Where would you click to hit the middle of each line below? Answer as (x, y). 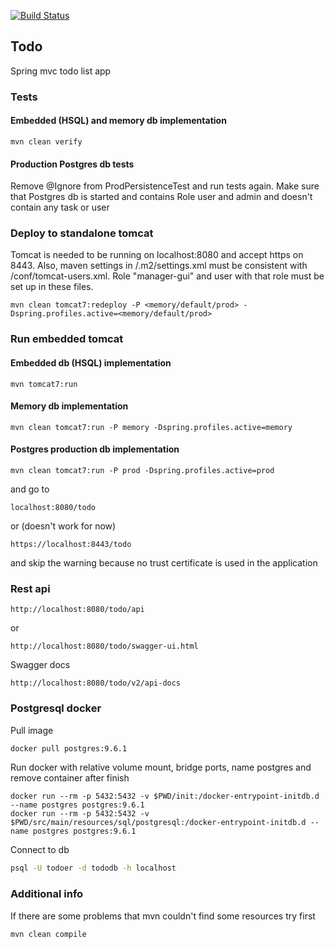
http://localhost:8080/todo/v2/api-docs (96, 683)
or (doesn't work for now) (63, 526)
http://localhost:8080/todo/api (77, 610)
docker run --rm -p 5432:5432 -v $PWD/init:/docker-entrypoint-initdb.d (165, 796)
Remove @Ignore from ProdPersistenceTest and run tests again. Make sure (165, 186)
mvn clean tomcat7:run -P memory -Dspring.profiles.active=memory (151, 427)
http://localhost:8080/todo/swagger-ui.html (104, 646)
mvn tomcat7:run (44, 384)
